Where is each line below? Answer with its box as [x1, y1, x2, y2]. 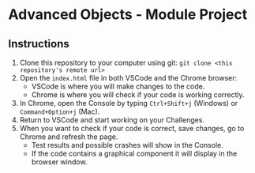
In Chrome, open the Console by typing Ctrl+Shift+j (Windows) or [19, 99, 238, 107]
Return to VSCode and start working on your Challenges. [19, 115, 205, 124]
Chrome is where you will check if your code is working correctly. [31, 90, 245, 100]
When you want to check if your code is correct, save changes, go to [19, 124, 245, 133]
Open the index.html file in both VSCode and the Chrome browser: [19, 73, 238, 82]
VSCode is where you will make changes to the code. [31, 81, 205, 91]
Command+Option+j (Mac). [19, 107, 100, 116]
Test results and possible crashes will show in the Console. [31, 141, 223, 149]
